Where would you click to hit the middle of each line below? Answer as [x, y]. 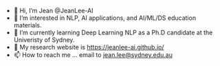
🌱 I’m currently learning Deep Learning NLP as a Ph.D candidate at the [113, 32]
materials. [27, 25]
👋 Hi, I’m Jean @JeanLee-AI [53, 11]
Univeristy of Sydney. [44, 40]
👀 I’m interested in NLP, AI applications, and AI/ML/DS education [105, 18]
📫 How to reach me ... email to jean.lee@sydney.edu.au [93, 55]
